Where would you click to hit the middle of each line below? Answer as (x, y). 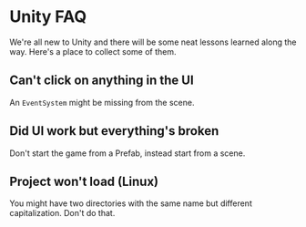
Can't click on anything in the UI (102, 81)
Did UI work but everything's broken (114, 131)
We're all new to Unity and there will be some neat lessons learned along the (153, 42)
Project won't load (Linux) (84, 181)
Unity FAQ (48, 17)
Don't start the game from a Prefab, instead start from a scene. (127, 153)
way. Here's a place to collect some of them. (93, 51)
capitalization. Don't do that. (62, 213)
